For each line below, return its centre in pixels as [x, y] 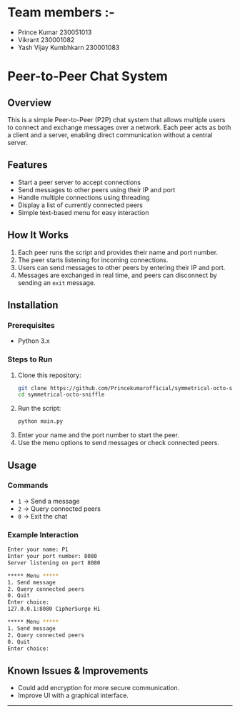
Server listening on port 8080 [54, 563]
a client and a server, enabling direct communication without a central [110, 135]
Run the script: [39, 409]
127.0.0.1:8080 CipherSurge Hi [54, 609]
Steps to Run [30, 359]
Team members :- [61, 13]
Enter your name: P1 [38, 550]
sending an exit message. [56, 282]
